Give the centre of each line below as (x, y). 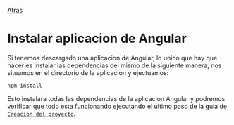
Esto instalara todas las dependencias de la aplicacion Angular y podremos (116, 98)
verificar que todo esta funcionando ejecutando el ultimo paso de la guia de (117, 106)
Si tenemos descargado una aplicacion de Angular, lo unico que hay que (112, 58)
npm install (25, 86)
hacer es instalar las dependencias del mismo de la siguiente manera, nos (115, 65)
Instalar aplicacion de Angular (97, 39)
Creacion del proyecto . (42, 113)
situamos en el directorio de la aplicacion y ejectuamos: (88, 72)
